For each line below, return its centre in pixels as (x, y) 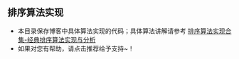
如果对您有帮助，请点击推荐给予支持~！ (76, 48)
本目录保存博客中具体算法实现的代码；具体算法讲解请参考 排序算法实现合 (124, 31)
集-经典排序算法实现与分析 (57, 39)
